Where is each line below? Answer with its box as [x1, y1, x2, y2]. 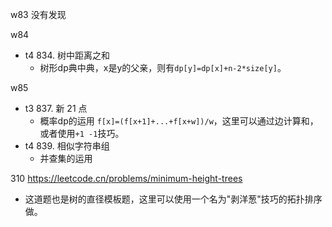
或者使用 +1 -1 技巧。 [39, 128, 125, 139]
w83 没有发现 [10, 9, 67, 20]
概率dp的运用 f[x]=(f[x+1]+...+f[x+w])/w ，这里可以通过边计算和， [39, 115, 319, 127]
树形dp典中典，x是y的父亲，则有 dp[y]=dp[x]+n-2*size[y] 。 [39, 62, 287, 73]
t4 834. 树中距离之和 [24, 49, 111, 61]
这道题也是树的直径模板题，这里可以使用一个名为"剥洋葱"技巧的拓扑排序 [24, 193, 323, 205]
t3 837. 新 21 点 [24, 103, 88, 114]
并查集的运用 [39, 153, 93, 164]
